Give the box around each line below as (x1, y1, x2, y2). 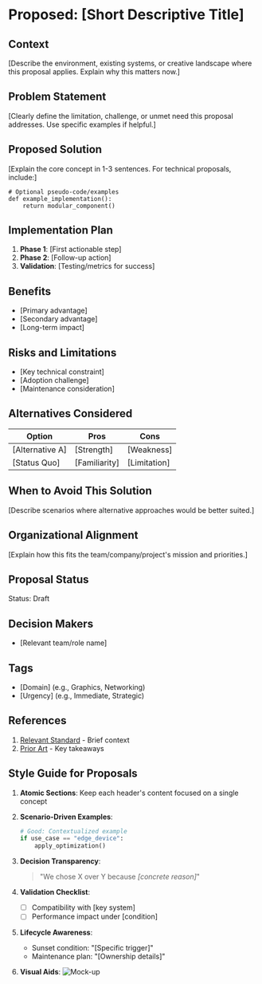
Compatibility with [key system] (31, 903, 135, 912)
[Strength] (74, 444, 114, 455)
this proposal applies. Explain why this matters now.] (8, 67, 181, 77)
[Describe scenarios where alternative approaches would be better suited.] (8, 505, 255, 515)
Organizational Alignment (8, 529, 139, 542)
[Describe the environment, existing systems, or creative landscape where (8, 58, 252, 68)
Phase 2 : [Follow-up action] (19, 253, 111, 262)
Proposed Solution (8, 143, 102, 156)
